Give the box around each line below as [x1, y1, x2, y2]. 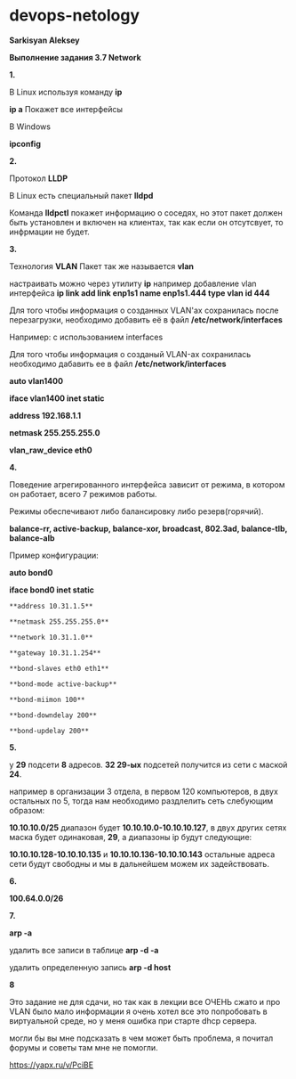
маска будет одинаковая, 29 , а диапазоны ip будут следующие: [9, 831, 252, 842]
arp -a [9, 928, 33, 938]
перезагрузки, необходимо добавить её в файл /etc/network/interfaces [9, 314, 283, 325]
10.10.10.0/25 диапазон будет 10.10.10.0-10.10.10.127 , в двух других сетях [9, 822, 287, 833]
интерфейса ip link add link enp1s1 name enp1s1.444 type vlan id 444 [9, 287, 270, 298]
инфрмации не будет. [9, 226, 91, 237]
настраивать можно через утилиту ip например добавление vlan [9, 278, 257, 289]
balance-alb [9, 532, 55, 544]
